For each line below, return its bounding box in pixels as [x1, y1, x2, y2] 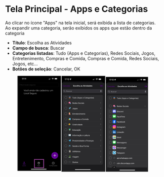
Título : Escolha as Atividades [12, 39, 72, 45]
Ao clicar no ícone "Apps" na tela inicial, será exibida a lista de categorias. [5, 20, 156, 26]
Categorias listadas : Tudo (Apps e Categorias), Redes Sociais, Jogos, [12, 50, 156, 56]
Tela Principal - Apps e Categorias [5, 3, 148, 15]
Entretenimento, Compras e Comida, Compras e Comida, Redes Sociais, [12, 55, 159, 61]
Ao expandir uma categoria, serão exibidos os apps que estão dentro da [5, 25, 152, 31]
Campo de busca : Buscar [12, 45, 65, 51]
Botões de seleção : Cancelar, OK [12, 66, 81, 72]
